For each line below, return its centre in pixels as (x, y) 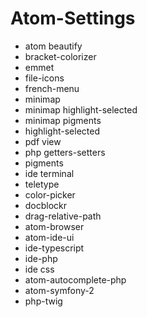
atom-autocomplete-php (75, 279)
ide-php (41, 258)
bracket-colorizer (60, 56)
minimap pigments (63, 120)
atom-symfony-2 (59, 290)
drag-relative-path (63, 216)
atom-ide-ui (49, 237)
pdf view (43, 141)
